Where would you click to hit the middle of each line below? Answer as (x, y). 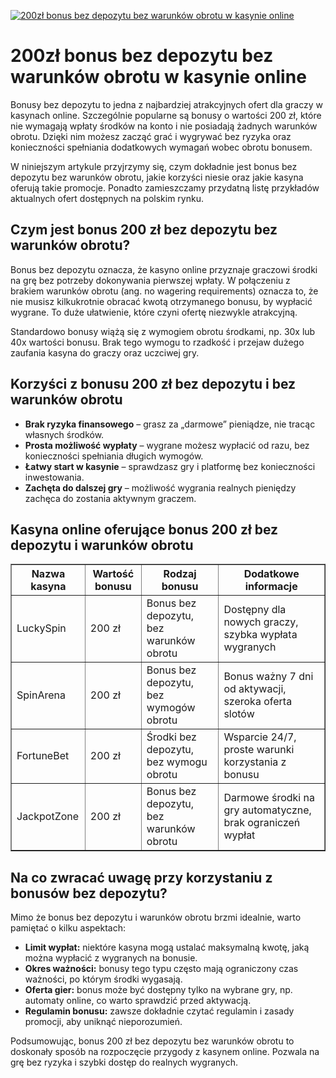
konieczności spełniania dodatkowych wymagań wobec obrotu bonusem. (161, 147)
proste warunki (259, 750)
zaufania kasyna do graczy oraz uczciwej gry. (105, 352)
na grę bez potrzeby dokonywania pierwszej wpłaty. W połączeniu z (150, 280)
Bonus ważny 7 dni (268, 677)
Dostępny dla (255, 610)
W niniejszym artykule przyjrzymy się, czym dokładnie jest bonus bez (154, 166)
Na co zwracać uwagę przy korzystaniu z (141, 877)
